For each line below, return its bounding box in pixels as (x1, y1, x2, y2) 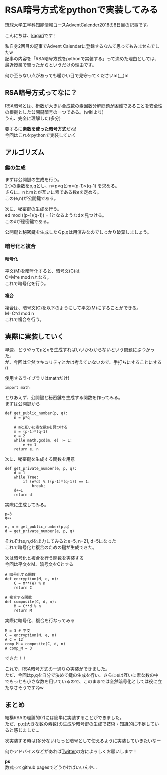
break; (31, 483, 46, 488)
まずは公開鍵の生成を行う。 (5, 177, 62, 183)
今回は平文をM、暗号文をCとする (5, 561, 74, 567)
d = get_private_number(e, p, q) (5, 528, 75, 534)
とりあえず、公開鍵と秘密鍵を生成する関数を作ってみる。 (5, 394, 123, 400)
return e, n (14, 446, 39, 452)
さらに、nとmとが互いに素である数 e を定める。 (5, 189, 102, 195)
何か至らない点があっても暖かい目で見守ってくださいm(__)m (5, 72, 129, 78)
